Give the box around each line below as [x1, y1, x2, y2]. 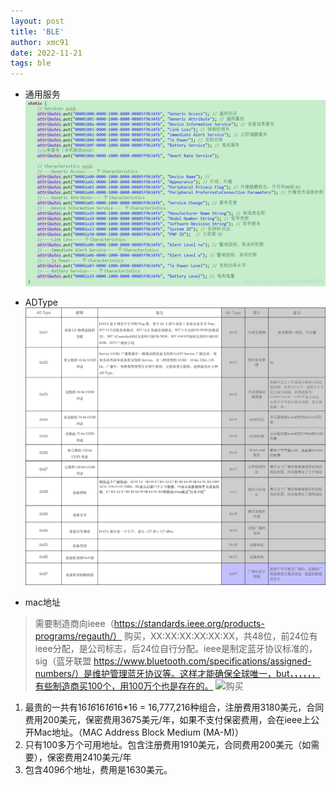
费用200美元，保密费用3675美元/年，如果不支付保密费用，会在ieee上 [24, 713, 312, 725]
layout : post [10, 16, 65, 26]
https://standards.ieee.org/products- [113, 617, 265, 629]
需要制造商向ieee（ [34, 617, 115, 629]
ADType [24, 296, 58, 309]
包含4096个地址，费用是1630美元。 [24, 763, 173, 775]
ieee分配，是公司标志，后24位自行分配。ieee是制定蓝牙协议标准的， [34, 642, 318, 654]
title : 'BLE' [10, 26, 65, 37]
